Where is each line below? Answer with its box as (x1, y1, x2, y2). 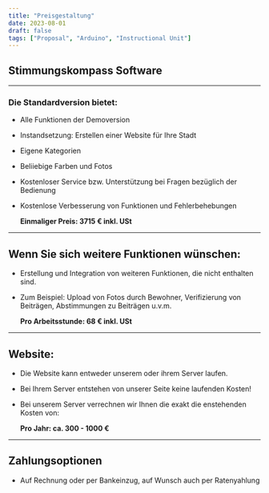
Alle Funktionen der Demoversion (19, 115, 130, 125)
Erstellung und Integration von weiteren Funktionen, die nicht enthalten (19, 269, 254, 279)
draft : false (8, 26, 52, 34)
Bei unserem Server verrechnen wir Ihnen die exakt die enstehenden (19, 399, 247, 409)
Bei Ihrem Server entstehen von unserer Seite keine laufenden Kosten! (19, 383, 252, 393)
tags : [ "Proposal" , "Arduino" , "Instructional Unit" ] (8, 34, 192, 42)
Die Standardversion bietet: (8, 97, 118, 108)
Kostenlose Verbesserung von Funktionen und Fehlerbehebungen (19, 201, 238, 210)
